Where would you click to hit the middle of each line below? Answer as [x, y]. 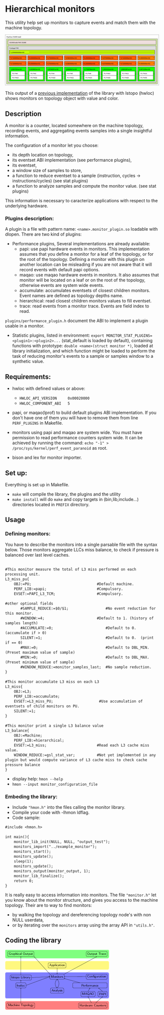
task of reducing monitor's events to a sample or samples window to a [83, 356]
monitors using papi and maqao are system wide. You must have [77, 432]
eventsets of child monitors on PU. [42, 706]
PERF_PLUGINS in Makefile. [38, 423]
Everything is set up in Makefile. [37, 485]
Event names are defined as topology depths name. [71, 296]
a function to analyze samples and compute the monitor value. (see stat [84, 186]
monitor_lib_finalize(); [39, 876]
